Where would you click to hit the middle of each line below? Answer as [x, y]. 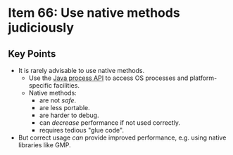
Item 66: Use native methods [94, 13]
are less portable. [64, 108]
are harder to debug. [69, 115]
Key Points [32, 54]
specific [40, 85]
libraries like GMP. [44, 145]
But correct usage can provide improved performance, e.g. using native [122, 137]
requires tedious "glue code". [81, 130]
